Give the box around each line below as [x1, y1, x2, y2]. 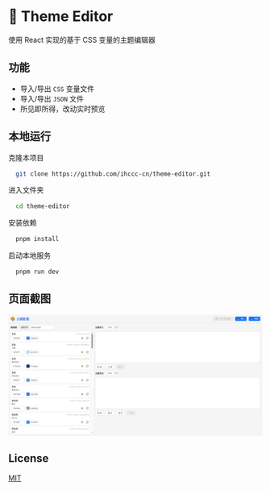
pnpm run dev [15, 268, 60, 276]
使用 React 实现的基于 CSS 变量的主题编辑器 [8, 35, 156, 44]
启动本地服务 [8, 251, 51, 260]
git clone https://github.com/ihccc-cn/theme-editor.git [15, 169, 211, 178]
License [8, 451, 49, 466]
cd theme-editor [15, 202, 70, 210]
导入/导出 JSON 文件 [19, 93, 85, 103]
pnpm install [15, 235, 60, 243]
